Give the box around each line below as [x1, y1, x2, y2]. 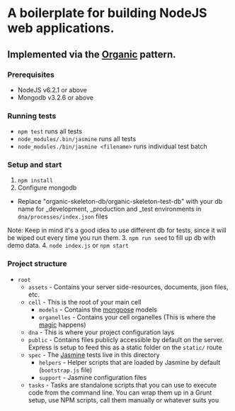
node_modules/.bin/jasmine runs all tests [17, 135, 137, 143]
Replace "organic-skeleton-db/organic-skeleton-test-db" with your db [17, 197, 223, 206]
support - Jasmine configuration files [38, 373, 147, 381]
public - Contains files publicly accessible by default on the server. [28, 335, 224, 344]
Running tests [7, 111, 57, 121]
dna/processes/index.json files [17, 212, 108, 221]
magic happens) [38, 320, 86, 329]
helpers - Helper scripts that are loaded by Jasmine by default [38, 358, 221, 366]
